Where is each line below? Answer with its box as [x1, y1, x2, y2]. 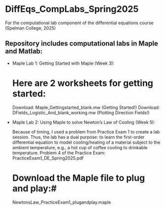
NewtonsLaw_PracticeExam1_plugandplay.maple [12, 199, 111, 205]
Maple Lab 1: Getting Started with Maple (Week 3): [12, 60, 115, 66]
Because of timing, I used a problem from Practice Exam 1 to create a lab [12, 128, 160, 134]
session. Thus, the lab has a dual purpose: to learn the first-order [12, 134, 145, 140]
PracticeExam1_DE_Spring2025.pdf [12, 155, 84, 161]
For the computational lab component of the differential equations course [5, 20, 154, 26]
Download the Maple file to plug [12, 172, 145, 183]
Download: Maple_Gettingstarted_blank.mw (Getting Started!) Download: [12, 104, 160, 110]
